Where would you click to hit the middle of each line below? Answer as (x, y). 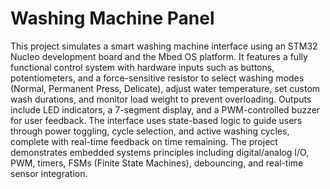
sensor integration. (49, 173)
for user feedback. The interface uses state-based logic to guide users (156, 120)
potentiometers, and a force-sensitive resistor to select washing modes (157, 78)
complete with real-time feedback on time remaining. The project (144, 141)
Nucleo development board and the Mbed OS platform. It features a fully (159, 56)
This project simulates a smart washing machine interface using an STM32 (164, 46)
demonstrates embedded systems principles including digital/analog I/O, (160, 152)
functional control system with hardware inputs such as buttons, (142, 67)
